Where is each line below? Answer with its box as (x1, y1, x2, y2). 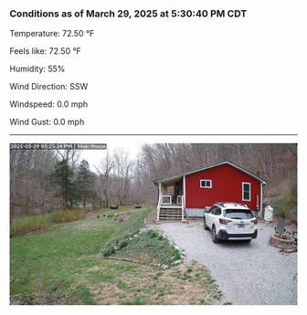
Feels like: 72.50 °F (9, 46, 82, 57)
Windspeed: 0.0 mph (9, 99, 89, 110)
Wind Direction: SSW (9, 81, 89, 92)
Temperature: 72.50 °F (9, 28, 95, 39)
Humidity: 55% (9, 63, 66, 75)
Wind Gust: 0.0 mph (9, 117, 85, 128)
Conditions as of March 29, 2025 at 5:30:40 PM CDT (9, 7, 248, 20)
